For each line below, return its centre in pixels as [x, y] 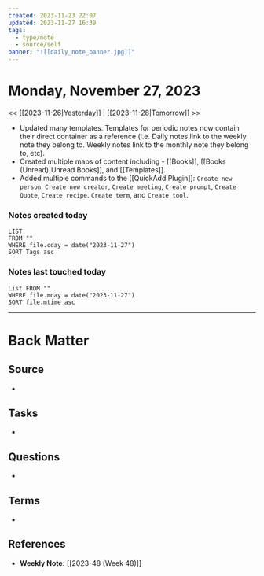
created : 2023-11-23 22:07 [52, 15]
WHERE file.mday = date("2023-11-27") [71, 295]
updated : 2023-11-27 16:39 [52, 23]
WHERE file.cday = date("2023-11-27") [71, 246]
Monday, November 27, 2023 [104, 91]
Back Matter [49, 340]
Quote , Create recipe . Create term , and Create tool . [104, 194]
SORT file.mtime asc [42, 302]
